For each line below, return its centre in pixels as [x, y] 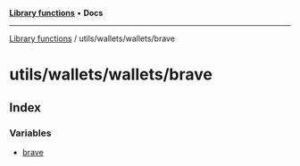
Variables [30, 133]
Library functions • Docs [56, 13]
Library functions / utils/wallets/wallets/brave [92, 38]
